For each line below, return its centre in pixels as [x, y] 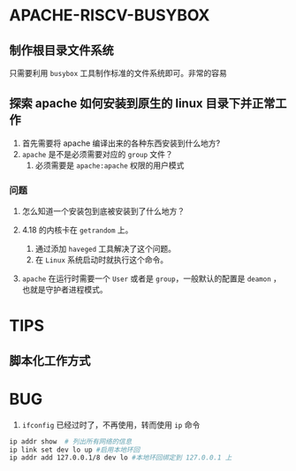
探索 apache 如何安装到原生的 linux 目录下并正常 [142, 104]
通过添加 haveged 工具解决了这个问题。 [106, 249]
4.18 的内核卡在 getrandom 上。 [77, 230]
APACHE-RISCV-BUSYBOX [110, 15]
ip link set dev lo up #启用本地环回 [75, 450]
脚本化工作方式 [50, 360]
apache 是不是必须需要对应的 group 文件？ [98, 154]
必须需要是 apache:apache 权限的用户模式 [110, 165]
